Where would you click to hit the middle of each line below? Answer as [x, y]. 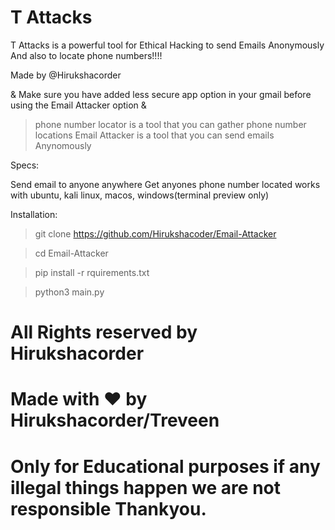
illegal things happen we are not [145, 487]
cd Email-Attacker [71, 253]
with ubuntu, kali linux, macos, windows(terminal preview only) [140, 195]
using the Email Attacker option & [78, 105]
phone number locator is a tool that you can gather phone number [170, 124]
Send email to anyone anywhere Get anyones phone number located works [165, 184]
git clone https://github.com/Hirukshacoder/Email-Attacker [155, 233]
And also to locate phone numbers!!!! [86, 55]
